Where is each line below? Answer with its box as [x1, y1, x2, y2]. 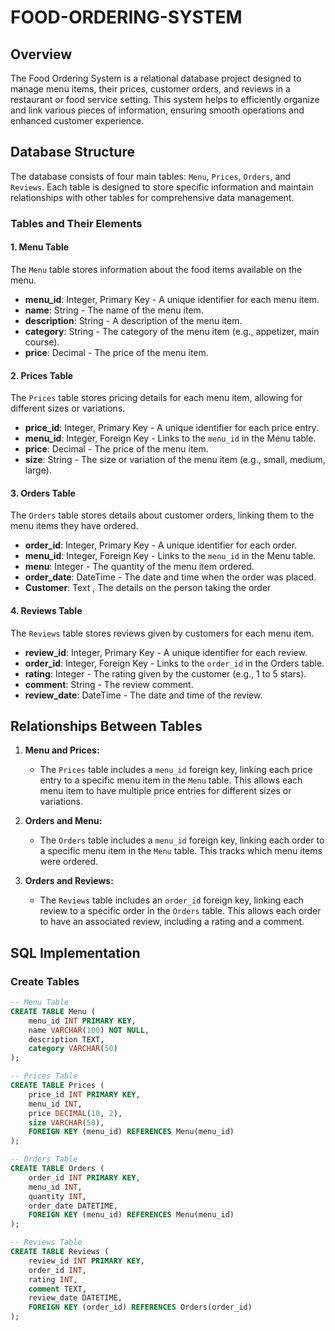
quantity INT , [28, 1191, 87, 1201]
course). [24, 336, 60, 348]
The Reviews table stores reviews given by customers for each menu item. [10, 627, 315, 639]
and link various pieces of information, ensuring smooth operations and [10, 104, 305, 116]
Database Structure [10, 144, 135, 161]
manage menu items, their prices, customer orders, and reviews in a [10, 83, 291, 95]
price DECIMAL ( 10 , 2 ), [28, 1108, 123, 1118]
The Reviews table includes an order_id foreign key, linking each [39, 894, 304, 906]
